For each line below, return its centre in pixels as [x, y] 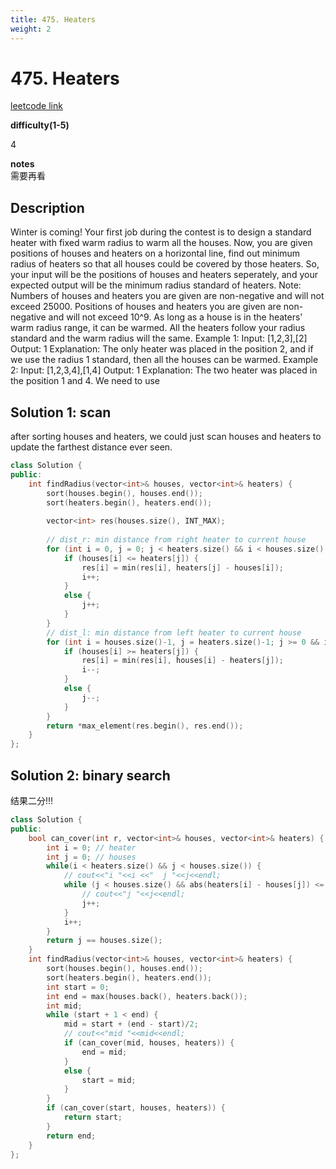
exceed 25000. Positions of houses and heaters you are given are [146, 307]
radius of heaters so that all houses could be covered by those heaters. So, [165, 264]
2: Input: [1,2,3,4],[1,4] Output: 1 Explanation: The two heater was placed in [164, 370]
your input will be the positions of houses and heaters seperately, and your [164, 275]
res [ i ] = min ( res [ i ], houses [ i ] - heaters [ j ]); [182, 661]
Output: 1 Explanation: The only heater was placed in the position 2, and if [162, 349]
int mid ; [64, 1006]
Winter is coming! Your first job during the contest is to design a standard [161, 232]
